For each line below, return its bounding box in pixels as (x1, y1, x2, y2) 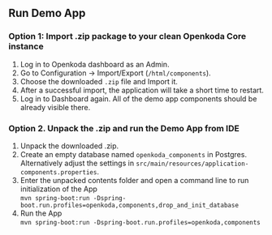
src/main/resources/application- (136, 160, 249, 168)
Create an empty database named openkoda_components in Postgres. (19, 149, 248, 159)
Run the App (19, 208, 63, 218)
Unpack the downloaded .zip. (19, 141, 119, 151)
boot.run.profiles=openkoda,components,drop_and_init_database (19, 201, 240, 209)
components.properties (19, 168, 97, 177)
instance (8, 41, 44, 52)
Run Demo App (8, 6, 86, 20)
